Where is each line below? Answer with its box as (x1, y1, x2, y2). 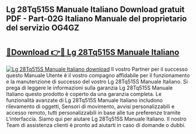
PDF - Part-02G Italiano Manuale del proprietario (6, 14, 187, 24)
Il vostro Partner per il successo (111, 66, 188, 73)
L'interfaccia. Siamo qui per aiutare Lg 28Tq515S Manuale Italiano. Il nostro (6, 115, 187, 122)
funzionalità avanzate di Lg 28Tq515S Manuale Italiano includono (6, 97, 163, 104)
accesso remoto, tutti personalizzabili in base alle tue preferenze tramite (6, 109, 181, 116)
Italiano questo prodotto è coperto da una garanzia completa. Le (6, 91, 162, 97)
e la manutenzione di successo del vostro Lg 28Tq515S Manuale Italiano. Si (6, 78, 188, 85)
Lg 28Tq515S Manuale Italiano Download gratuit (6, 5, 185, 15)
